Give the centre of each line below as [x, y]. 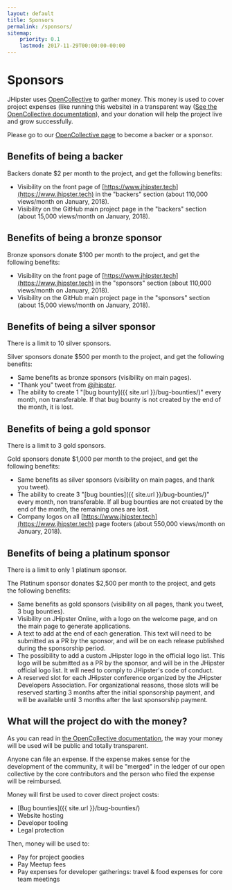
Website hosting [40, 815]
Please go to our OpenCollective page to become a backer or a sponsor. [110, 134]
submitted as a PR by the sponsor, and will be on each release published [121, 641]
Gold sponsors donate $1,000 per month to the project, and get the [103, 459]
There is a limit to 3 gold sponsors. [56, 446]
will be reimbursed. [35, 781]
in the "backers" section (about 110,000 [151, 194]
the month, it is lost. [45, 407]
